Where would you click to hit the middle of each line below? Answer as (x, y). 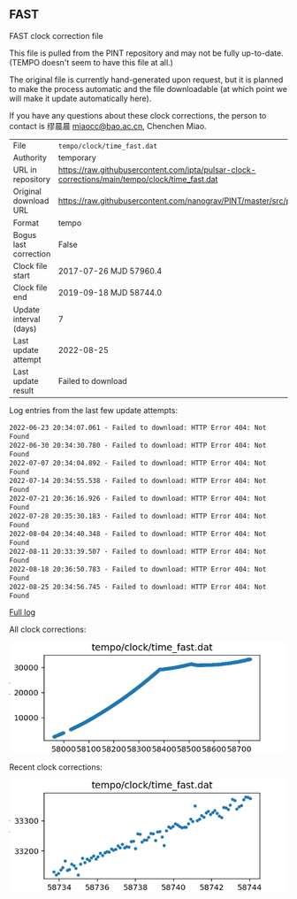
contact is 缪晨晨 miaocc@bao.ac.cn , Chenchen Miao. (108, 126)
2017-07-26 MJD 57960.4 (110, 271)
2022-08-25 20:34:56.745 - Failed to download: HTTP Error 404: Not (138, 587)
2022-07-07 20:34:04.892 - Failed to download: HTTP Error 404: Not (138, 463)
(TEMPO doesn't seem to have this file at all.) (91, 62)
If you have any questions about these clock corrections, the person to (138, 115)
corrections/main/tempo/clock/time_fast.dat (138, 180)
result (23, 391)
